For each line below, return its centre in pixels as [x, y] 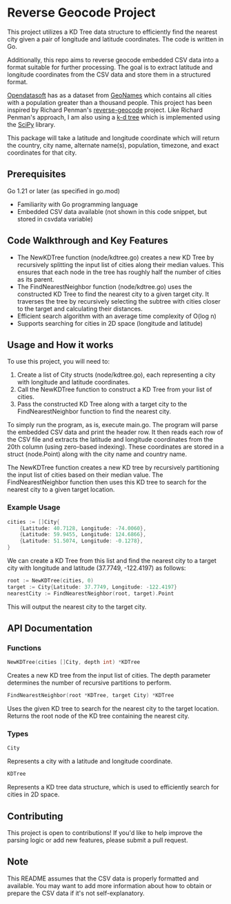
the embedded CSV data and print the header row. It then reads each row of [115, 432]
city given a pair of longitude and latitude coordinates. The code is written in [115, 39]
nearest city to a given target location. [61, 490]
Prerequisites [37, 174]
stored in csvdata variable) [55, 219]
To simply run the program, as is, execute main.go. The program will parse [113, 425]
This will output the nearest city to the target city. [77, 607]
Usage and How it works [60, 345]
